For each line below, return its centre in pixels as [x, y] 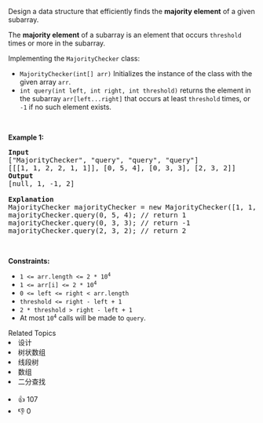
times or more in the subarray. [57, 43]
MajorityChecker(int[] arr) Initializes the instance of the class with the [136, 73]
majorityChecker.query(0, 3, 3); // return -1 [99, 223]
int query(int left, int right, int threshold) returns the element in [135, 90]
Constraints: [29, 261]
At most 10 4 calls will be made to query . [83, 318]
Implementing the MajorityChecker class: [74, 58]
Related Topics [32, 333]
